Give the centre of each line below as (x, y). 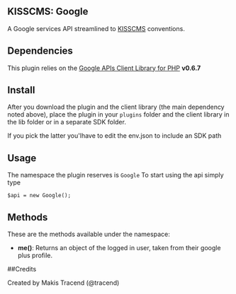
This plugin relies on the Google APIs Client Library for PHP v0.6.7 (104, 68)
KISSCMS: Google (48, 12)
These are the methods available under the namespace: (89, 234)
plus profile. (35, 255)
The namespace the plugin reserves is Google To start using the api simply (116, 175)
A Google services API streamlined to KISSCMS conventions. (96, 28)
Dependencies (40, 51)
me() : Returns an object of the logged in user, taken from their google (119, 248)
